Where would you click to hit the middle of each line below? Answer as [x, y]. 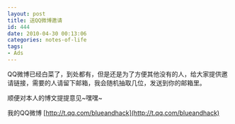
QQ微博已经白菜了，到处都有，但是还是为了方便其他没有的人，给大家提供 [114, 74]
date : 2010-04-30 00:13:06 [47, 33]
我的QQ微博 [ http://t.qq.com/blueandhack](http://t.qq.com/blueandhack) [114, 113]
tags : [15, 46]
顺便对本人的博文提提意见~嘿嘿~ [55, 98]
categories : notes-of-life [47, 40]
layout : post [27, 14]
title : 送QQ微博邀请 [35, 20]
